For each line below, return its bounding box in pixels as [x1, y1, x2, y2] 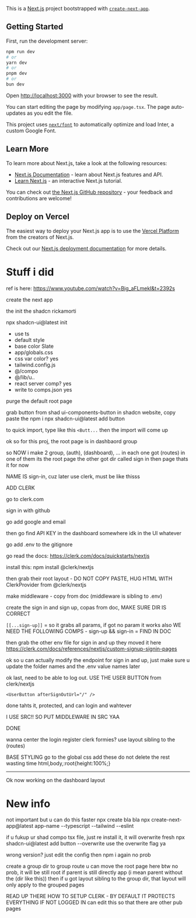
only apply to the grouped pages [6, 881, 85, 889]
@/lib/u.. [14, 374, 35, 381]
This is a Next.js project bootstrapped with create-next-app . [6, 5, 150, 12]
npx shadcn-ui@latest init [6, 318, 68, 326]
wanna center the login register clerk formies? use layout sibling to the [6, 736, 176, 743]
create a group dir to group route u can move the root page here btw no [6, 863, 178, 870]
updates [6, 109, 26, 117]
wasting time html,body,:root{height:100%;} [6, 759, 111, 766]
